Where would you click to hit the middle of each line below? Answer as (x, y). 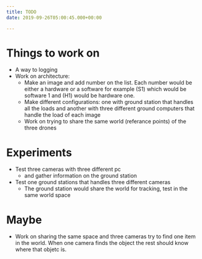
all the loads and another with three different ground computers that (109, 109)
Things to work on (53, 53)
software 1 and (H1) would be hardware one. (79, 95)
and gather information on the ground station (81, 176)
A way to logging (36, 70)
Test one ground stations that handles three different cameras (93, 182)
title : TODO (21, 12)
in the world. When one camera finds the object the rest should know (102, 243)
